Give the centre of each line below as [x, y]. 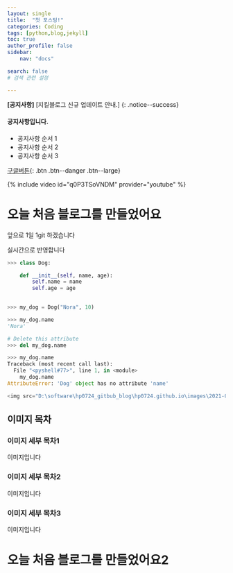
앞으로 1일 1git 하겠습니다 [41, 235]
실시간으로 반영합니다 [36, 250]
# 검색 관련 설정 [28, 78]
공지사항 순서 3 [38, 155]
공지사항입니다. [28, 121]
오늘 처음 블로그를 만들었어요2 [88, 560]
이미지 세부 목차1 [34, 441]
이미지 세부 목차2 [34, 477]
